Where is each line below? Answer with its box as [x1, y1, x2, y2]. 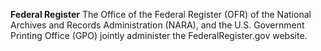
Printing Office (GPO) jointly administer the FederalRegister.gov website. [10, 30, 308, 41]
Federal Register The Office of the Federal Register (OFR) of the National [10, 9, 312, 20]
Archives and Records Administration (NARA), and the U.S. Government [10, 19, 305, 31]
